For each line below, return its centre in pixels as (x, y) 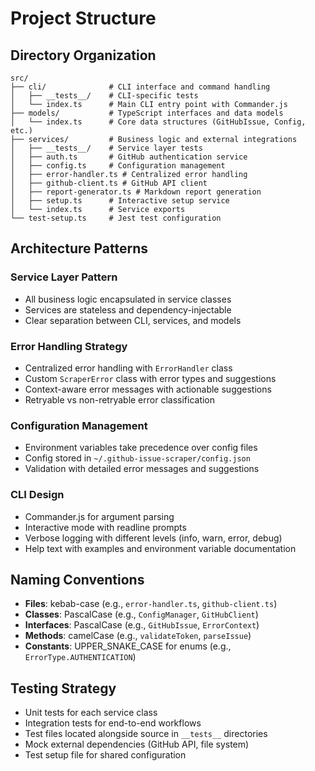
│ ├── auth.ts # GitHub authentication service (129, 157)
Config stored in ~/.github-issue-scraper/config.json (137, 458)
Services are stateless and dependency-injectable (128, 309)
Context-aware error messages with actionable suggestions (148, 389)
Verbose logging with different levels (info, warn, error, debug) (153, 538)
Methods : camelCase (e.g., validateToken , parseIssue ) (138, 636)
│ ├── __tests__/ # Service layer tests (106, 148)
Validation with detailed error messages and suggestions (142, 469)
